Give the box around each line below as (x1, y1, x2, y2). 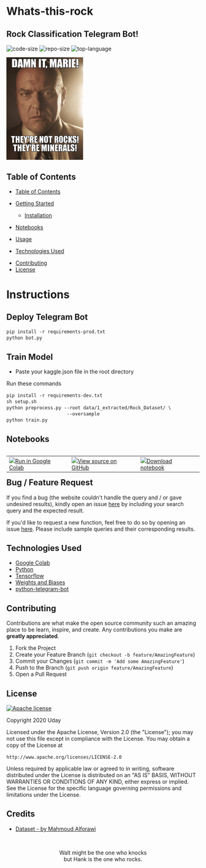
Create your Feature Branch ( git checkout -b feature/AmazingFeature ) (15, 651, 196, 659)
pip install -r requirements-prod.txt (6, 329, 105, 335)
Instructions (6, 287, 70, 302)
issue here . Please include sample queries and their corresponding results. (6, 525, 196, 533)
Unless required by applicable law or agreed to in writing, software (6, 765, 175, 772)
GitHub (71, 464, 90, 471)
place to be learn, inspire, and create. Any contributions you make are (6, 626, 183, 633)
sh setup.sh (6, 399, 37, 405)
